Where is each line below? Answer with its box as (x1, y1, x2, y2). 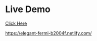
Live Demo (5, 4, 51, 15)
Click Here (5, 20, 27, 26)
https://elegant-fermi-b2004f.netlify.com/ (5, 30, 92, 36)
